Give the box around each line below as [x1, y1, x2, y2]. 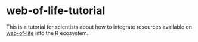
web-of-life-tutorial [6, 4, 106, 17]
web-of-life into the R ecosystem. [6, 29, 89, 36]
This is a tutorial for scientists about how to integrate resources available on [6, 23, 193, 30]
